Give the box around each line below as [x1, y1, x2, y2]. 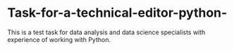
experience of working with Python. [7, 35, 111, 43]
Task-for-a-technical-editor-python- [7, 5, 228, 21]
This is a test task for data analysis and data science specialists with [7, 28, 206, 36]
